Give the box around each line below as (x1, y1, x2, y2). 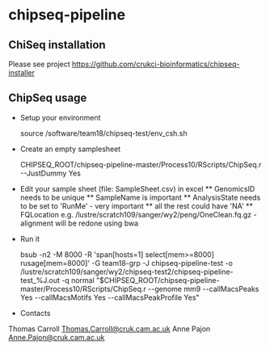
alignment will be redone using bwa (19, 218, 139, 228)
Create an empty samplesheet (19, 144, 121, 154)
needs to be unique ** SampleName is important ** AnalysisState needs (19, 192, 261, 202)
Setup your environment (19, 112, 101, 122)
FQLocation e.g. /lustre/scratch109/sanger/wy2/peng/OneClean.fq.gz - (19, 209, 257, 219)
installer (8, 68, 35, 78)
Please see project (8, 59, 70, 69)
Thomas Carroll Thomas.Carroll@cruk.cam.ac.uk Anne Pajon (8, 323, 211, 333)
